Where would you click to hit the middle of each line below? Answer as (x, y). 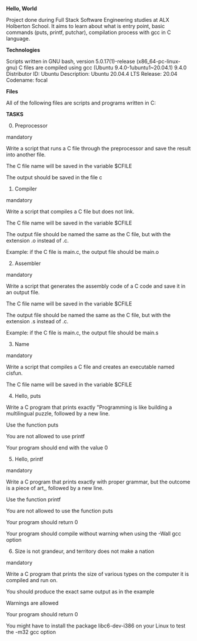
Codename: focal (27, 80)
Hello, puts (28, 396)
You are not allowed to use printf (46, 436)
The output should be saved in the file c (54, 177)
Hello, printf (29, 459)
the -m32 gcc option (31, 632)
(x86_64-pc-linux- (158, 61)
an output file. (23, 292)
